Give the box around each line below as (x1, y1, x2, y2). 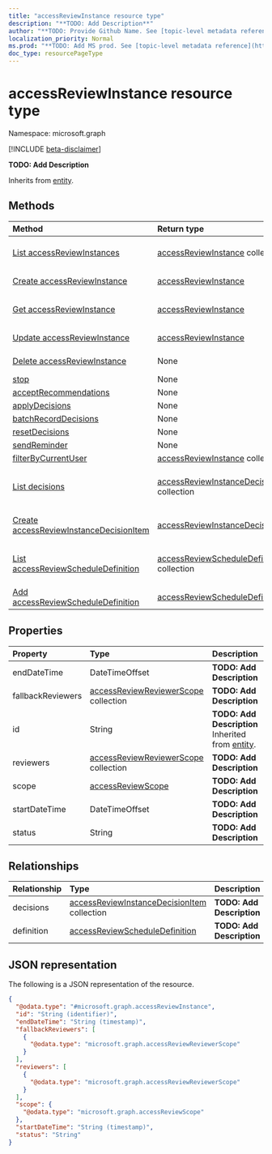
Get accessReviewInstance (12, 303, 116, 314)
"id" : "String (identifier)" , (15, 1010, 117, 1018)
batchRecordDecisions (12, 412, 99, 424)
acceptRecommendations (12, 387, 110, 398)
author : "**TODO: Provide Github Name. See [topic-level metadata (8, 27, 237, 35)
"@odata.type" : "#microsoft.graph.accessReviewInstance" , (15, 1002, 216, 1011)
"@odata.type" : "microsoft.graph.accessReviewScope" (23, 1108, 205, 1117)
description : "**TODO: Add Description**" (8, 19, 154, 28)
